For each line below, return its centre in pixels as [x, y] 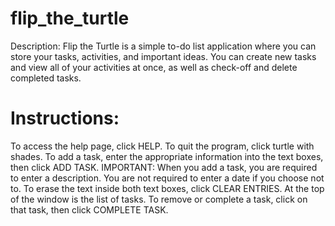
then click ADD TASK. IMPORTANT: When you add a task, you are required [164, 167]
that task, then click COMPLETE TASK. [89, 209]
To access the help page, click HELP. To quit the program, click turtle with [162, 146]
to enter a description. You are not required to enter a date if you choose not [167, 178]
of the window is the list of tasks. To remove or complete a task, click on [159, 199]
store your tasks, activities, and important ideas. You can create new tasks [163, 56]
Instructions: [65, 118]
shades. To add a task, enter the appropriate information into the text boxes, [167, 156]
